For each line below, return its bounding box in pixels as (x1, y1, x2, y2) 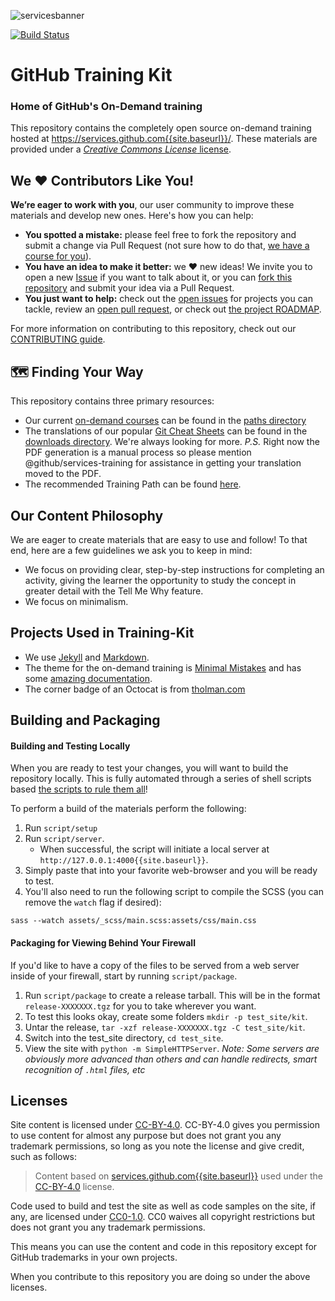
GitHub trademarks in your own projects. (10, 1251, 178, 1264)
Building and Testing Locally (10, 740, 131, 752)
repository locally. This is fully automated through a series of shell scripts (10, 773, 312, 785)
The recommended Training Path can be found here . (24, 478, 242, 490)
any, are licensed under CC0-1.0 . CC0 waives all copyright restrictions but (10, 1211, 316, 1223)
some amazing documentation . (24, 672, 153, 684)
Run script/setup (24, 822, 98, 834)
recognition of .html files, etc (24, 1063, 146, 1075)
